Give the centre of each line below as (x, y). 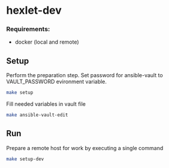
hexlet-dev (34, 10)
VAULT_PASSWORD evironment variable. (56, 82)
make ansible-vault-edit (37, 115)
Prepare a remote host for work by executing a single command (85, 148)
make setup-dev (25, 159)
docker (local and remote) (47, 42)
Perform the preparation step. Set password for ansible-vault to (84, 75)
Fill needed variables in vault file (46, 104)
